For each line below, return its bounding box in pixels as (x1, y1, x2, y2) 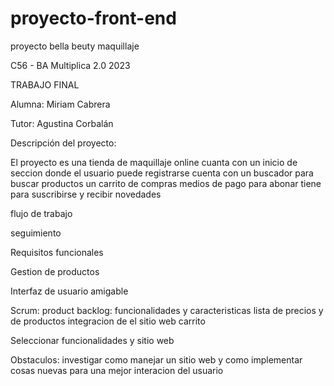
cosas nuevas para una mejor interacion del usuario (10, 364, 224, 376)
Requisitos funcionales (10, 246, 104, 258)
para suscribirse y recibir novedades (10, 188, 162, 200)
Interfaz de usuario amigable (10, 285, 129, 297)
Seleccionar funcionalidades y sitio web (10, 334, 175, 346)
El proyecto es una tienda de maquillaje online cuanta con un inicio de (10, 156, 298, 168)
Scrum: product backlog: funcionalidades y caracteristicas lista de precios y (10, 304, 324, 316)
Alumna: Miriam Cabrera (10, 98, 111, 110)
